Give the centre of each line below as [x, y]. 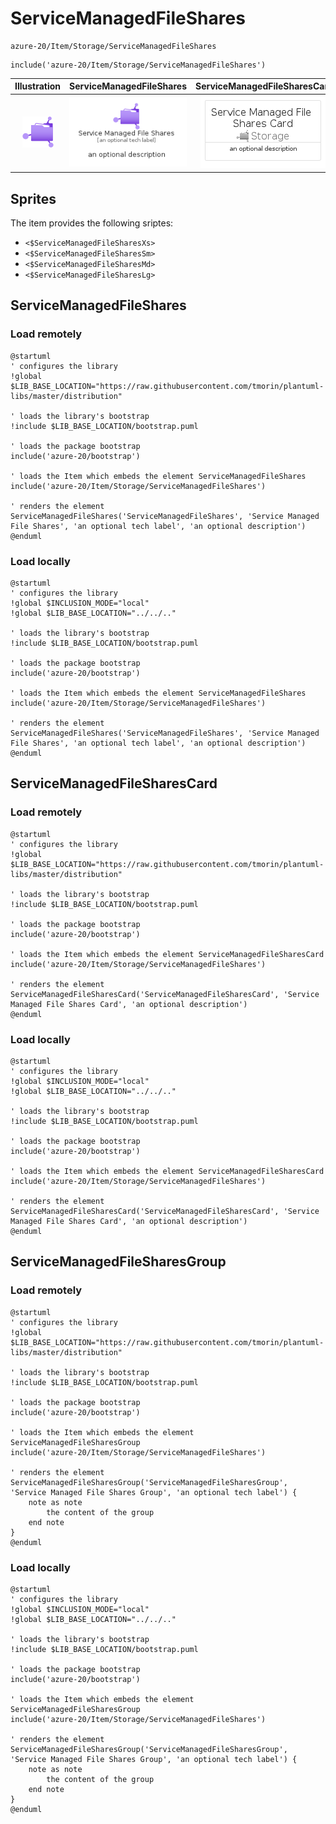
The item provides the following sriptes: [92, 223]
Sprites [33, 198]
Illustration [38, 86]
